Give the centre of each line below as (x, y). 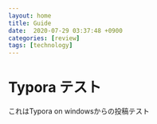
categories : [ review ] (44, 38)
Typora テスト (55, 88)
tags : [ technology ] (41, 46)
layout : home (30, 16)
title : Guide (30, 23)
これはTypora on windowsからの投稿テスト (79, 111)
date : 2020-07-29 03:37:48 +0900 (66, 30)
